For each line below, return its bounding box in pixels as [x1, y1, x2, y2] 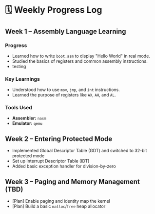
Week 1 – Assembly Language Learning [5, 27, 126, 35]
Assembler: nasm [12, 115, 46, 121]
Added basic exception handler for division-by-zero [12, 163, 116, 169]
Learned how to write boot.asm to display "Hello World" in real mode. [12, 53, 150, 59]
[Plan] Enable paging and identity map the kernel [12, 198, 111, 204]
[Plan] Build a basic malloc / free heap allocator [12, 203, 106, 209]
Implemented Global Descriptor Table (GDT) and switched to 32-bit [12, 148, 147, 154]
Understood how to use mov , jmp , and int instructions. [12, 87, 120, 93]
